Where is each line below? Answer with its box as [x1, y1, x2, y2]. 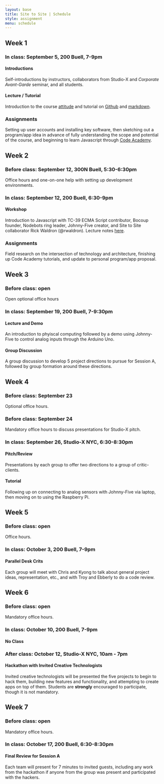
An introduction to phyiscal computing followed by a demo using [5, 331, 135, 337]
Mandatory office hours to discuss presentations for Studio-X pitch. [5, 426, 141, 432]
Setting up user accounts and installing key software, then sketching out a [5, 127, 154, 133]
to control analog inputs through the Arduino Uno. [14, 336, 115, 342]
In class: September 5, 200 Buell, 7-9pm [5, 53, 102, 60]
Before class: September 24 [5, 416, 73, 422]
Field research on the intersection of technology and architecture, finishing [5, 251, 156, 257]
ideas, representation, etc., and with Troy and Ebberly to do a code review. [5, 574, 155, 580]
